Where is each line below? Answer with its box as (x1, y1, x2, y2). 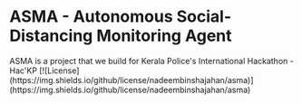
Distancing (9, 25, 93, 46)
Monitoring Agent (96, 25, 232, 46)
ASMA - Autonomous (9, 6, 174, 27)
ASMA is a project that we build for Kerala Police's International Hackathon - (9, 55, 295, 66)
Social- (176, 6, 232, 27)
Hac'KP (9, 65, 38, 76)
